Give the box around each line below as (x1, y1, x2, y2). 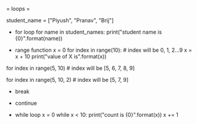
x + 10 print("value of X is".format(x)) (14, 53, 107, 60)
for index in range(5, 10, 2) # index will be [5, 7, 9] (6, 76, 129, 83)
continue (14, 99, 37, 107)
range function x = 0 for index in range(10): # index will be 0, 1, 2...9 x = (14, 46, 193, 54)
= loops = (6, 5, 30, 12)
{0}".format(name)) (14, 35, 63, 42)
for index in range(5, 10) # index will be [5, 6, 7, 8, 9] (6, 64, 135, 72)
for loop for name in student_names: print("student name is (14, 28, 162, 36)
